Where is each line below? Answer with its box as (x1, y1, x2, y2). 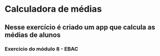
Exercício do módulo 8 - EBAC (4, 45, 78, 52)
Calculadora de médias (4, 3, 102, 15)
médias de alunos (4, 30, 61, 39)
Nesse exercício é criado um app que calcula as (4, 23, 156, 31)
